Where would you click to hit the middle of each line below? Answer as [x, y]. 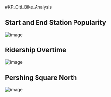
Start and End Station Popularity [55, 23]
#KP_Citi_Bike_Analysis [29, 7]
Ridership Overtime [36, 50]
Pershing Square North [41, 78]
